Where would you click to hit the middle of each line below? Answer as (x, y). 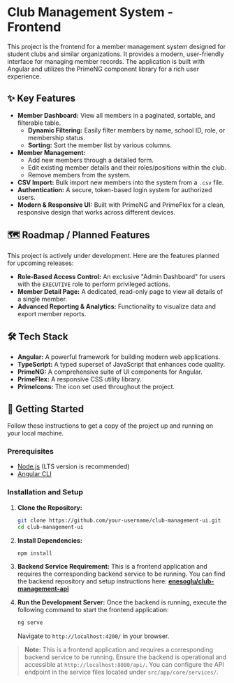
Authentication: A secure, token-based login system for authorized (115, 189)
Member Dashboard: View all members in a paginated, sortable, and (116, 115)
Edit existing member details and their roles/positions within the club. (127, 167)
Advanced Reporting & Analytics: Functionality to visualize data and (117, 306)
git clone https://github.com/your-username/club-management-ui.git (119, 520)
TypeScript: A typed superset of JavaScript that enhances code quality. (121, 365)
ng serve (30, 623)
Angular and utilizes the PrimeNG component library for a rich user (103, 69)
